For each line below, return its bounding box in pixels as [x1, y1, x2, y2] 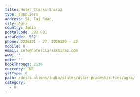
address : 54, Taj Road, [5, 16, 54, 21]
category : [5, 80, 26, 85]
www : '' [5, 52, 21, 58]
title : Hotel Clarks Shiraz [5, 7, 63, 12]
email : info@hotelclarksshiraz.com [5, 48, 78, 53]
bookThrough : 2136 [5, 62, 43, 67]
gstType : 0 [5, 71, 28, 76]
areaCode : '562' [5, 35, 38, 40]
